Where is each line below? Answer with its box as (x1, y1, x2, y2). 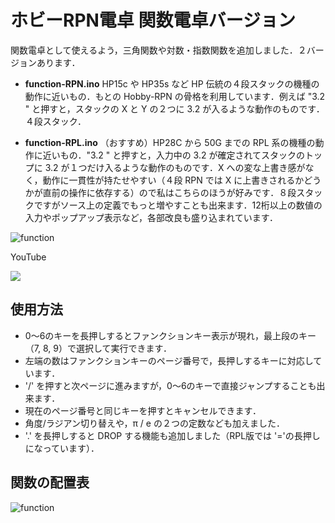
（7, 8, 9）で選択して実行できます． (24, 342, 172, 354)
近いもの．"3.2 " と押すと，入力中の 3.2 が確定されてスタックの (42, 149, 306, 161)
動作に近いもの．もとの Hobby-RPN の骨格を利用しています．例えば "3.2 (24, 90, 326, 102)
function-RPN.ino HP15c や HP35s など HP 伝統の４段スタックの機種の (24, 77, 320, 90)
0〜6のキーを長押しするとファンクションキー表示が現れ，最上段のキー (24, 329, 317, 341)
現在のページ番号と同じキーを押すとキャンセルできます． (24, 404, 262, 416)
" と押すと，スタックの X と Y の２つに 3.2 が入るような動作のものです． (24, 102, 325, 115)
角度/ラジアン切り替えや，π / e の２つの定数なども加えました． (24, 417, 285, 429)
